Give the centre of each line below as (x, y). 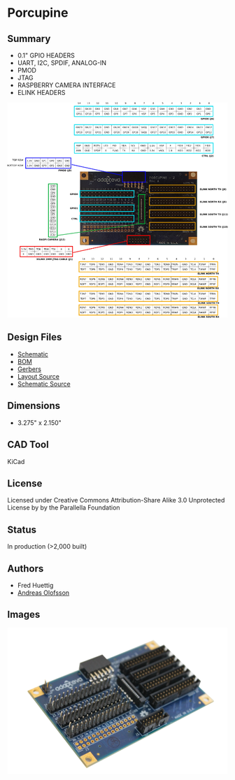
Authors (26, 569)
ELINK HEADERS (41, 93)
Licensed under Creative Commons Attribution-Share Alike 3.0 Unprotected (116, 500)
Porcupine (38, 13)
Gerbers (29, 369)
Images (24, 615)
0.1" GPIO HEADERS (46, 55)
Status (22, 529)
